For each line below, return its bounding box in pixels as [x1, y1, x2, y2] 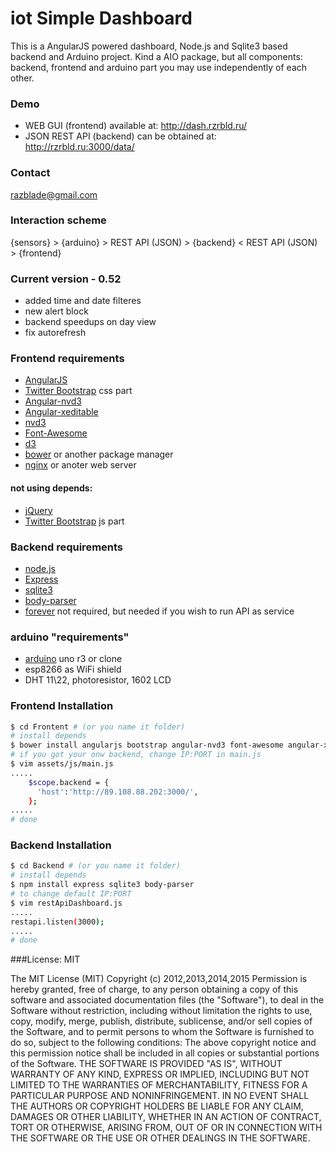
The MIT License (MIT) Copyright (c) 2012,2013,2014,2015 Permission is [10, 973, 308, 985]
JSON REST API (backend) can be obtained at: [24, 130, 217, 142]
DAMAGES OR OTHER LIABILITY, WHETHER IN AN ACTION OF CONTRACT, [10, 1111, 322, 1123]
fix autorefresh [24, 327, 87, 339]
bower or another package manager [24, 448, 174, 461]
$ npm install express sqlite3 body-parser [10, 880, 195, 890]
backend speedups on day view [24, 316, 157, 328]
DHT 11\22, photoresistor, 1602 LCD [24, 674, 172, 686]
